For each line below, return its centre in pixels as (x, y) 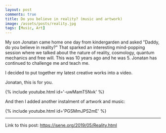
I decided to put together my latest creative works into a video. (69, 73)
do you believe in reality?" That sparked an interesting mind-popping (75, 47)
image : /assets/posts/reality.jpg (41, 23)
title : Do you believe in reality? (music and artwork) (64, 19)
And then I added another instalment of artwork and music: (65, 101)
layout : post (19, 10)
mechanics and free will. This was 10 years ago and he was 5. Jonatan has (81, 58)
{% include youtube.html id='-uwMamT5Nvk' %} (55, 92)
